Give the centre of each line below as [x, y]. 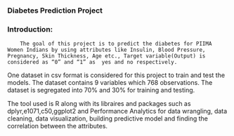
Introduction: [30, 29]
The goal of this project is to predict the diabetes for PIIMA [116, 44]
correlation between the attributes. [57, 126]
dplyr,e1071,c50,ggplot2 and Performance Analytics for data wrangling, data [117, 111]
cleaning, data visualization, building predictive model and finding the [108, 118]
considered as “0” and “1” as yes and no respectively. [92, 62]
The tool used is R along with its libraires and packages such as [99, 104]
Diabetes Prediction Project [55, 11]
